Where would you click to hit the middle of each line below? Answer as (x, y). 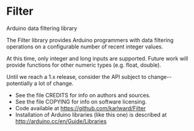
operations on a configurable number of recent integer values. (85, 47)
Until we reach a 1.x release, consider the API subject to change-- (89, 77)
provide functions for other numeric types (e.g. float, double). (84, 65)
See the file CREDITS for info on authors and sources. (83, 95)
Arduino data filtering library (42, 28)
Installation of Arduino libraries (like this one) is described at (91, 114)
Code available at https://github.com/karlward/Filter (80, 108)
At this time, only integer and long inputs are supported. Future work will (97, 58)
